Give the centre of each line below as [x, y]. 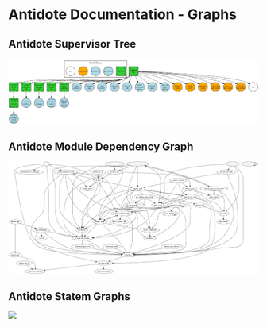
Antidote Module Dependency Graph [101, 146]
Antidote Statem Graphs [70, 296]
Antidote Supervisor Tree [72, 44]
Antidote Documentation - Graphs [122, 15]
